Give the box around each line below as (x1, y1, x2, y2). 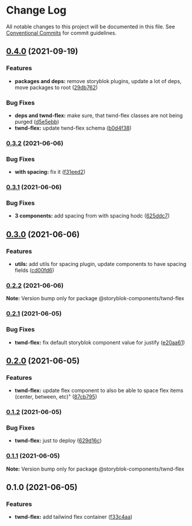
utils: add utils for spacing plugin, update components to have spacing (14, 261, 187, 268)
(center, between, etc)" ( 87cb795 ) (14, 393, 97, 400)
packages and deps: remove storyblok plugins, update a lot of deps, (14, 77, 182, 84)
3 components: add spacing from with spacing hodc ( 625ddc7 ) (14, 212, 170, 219)
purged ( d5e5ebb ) (14, 118, 59, 125)
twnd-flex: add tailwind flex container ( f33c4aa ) (14, 514, 133, 521)
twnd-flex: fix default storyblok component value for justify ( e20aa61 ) (14, 338, 186, 346)
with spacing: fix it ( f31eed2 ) (14, 169, 86, 176)
